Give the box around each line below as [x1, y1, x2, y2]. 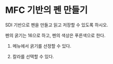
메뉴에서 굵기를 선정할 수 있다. [12, 43, 71, 49]
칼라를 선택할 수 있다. [12, 53, 54, 60]
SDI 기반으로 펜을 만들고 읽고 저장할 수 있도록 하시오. [5, 22, 108, 28]
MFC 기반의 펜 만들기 [5, 4, 88, 16]
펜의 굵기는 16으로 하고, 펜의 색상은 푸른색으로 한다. [5, 32, 106, 38]
